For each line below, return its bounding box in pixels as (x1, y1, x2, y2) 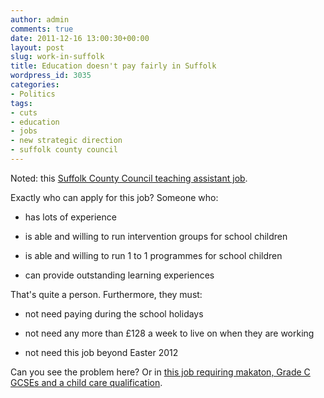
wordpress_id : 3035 (10, 71, 92, 81)
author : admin (10, 14, 70, 25)
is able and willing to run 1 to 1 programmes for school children (24, 249, 283, 261)
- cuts (10, 107, 38, 118)
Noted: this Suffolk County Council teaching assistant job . (10, 172, 248, 184)
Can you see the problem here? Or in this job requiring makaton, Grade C (10, 366, 311, 378)
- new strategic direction (10, 136, 123, 146)
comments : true (10, 24, 74, 34)
